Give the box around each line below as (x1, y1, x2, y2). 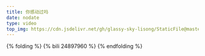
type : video (6, 20, 37, 26)
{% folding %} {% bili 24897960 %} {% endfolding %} (6, 43, 143, 50)
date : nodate (6, 15, 40, 21)
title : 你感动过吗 (6, 9, 49, 15)
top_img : (6, 26, 29, 32)
